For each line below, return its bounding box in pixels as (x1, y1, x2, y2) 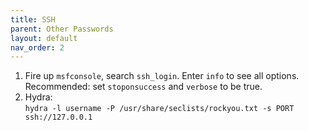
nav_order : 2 (10, 42, 65, 53)
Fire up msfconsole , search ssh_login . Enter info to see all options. (24, 70, 300, 82)
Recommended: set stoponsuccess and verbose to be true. (24, 81, 263, 93)
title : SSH (10, 14, 56, 25)
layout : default (10, 33, 78, 43)
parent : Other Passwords (10, 24, 114, 34)
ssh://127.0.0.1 (24, 112, 93, 123)
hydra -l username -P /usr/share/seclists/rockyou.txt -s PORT (24, 104, 295, 114)
